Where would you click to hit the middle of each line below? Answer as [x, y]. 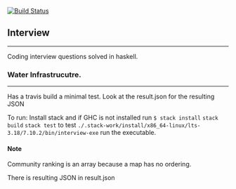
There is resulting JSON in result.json [61, 178]
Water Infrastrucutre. [45, 74]
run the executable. [128, 133]
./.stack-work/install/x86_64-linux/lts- [139, 126]
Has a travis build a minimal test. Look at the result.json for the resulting [111, 97]
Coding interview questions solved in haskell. [73, 56]
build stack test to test [42, 125]
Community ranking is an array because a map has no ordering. [99, 164]
